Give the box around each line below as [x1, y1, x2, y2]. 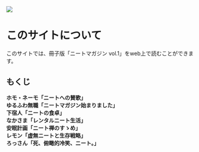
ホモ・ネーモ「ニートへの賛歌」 [6, 94, 86, 101]
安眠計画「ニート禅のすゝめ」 [6, 124, 81, 131]
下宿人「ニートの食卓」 [6, 109, 65, 116]
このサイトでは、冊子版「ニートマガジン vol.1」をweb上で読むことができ [6, 50, 189, 57]
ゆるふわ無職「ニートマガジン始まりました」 [6, 101, 118, 108]
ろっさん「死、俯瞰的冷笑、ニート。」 [6, 139, 99, 147]
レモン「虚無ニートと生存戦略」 [6, 131, 86, 139]
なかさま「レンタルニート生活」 [6, 116, 86, 124]
